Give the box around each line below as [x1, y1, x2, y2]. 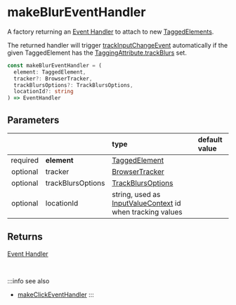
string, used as [112, 190, 161, 199]
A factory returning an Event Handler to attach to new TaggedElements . [7, 27, 214, 36]
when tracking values [112, 208, 183, 217]
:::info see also [7, 276, 50, 285]
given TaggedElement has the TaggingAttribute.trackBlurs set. [7, 48, 188, 57]
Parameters [7, 114, 60, 126]
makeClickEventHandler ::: [17, 290, 95, 299]
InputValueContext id [112, 198, 181, 208]
